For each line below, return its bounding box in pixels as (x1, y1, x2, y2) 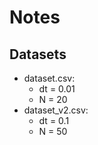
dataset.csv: (23, 72, 76, 84)
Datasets (9, 46, 67, 63)
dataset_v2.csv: (23, 104, 89, 116)
